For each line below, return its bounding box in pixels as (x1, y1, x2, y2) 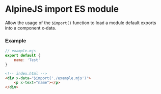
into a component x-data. (5, 25, 56, 31)
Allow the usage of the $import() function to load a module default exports (5, 20, 156, 26)
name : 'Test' (14, 58, 41, 63)
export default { (5, 53, 41, 58)
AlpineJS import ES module (5, 3, 119, 15)
